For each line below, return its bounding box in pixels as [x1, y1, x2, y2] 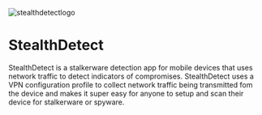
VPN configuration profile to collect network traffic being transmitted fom [8, 79, 253, 89]
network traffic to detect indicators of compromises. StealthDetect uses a [8, 71, 254, 81]
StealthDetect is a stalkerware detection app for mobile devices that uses [8, 62, 253, 72]
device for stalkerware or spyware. [8, 97, 125, 107]
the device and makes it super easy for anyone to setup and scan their [8, 88, 244, 98]
